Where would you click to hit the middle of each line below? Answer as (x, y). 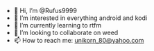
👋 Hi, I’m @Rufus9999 (45, 11)
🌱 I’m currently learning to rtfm (58, 25)
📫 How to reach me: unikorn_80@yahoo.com (79, 40)
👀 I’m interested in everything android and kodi (80, 18)
